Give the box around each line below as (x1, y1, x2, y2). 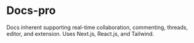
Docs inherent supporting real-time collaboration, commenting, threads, (6, 24, 188, 31)
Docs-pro (6, 4, 56, 18)
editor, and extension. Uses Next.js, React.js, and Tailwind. (6, 30, 155, 37)
